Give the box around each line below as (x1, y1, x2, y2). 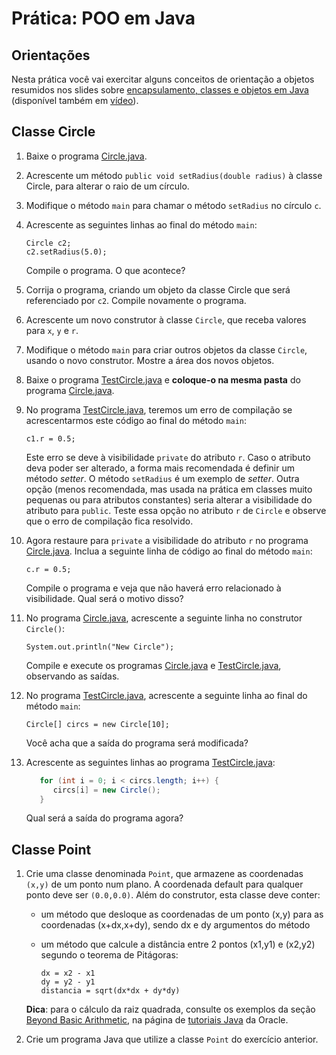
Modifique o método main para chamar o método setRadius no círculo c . (25, 199, 322, 211)
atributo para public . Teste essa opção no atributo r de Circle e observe (25, 504, 327, 516)
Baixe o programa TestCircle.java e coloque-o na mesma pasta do (25, 373, 301, 386)
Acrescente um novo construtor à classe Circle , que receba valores (25, 313, 307, 326)
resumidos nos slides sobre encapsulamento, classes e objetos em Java (11, 84, 309, 96)
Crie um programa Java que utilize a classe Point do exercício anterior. (25, 1033, 319, 1046)
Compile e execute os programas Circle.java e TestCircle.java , (25, 659, 282, 671)
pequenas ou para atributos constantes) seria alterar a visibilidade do (25, 493, 313, 506)
